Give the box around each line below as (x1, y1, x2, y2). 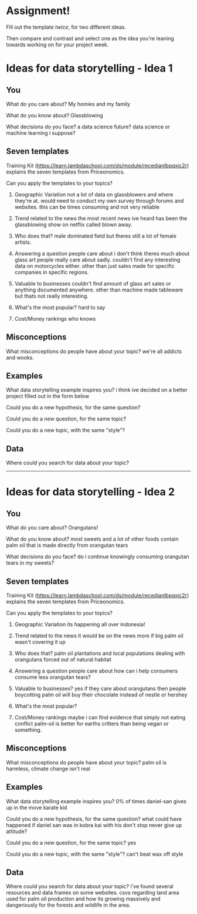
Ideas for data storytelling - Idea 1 (6, 62, 173, 75)
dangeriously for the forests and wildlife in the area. (6, 902, 131, 909)
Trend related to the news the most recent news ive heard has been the (14, 215, 188, 222)
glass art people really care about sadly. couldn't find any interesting (14, 256, 181, 263)
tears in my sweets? (6, 559, 55, 566)
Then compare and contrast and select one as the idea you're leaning (6, 35, 174, 42)
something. (14, 726, 42, 733)
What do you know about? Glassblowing (6, 111, 104, 118)
